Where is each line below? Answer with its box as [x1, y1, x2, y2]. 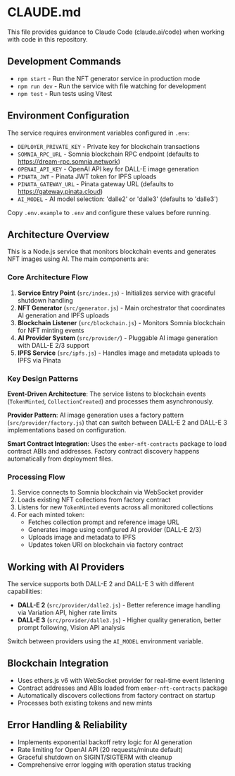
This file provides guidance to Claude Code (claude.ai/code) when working [7, 28, 225, 36]
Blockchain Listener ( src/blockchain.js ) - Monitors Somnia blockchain [17, 318, 225, 327]
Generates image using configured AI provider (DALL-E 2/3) [27, 526, 202, 534]
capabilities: [7, 587, 42, 596]
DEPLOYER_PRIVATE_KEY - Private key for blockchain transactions [17, 142, 201, 150]
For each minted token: [17, 511, 85, 519]
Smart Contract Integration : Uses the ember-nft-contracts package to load [7, 439, 227, 448]
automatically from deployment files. [7, 454, 113, 463]
